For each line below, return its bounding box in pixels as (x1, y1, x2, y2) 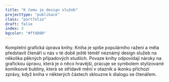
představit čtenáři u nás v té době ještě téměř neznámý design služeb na (5, 50, 157, 56)
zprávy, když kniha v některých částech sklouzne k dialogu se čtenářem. (5, 71, 157, 77)
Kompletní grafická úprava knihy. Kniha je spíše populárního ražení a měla (5, 45, 159, 50)
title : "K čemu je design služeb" (5, 7, 78, 13)
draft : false (5, 21, 33, 27)
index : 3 (5, 26, 24, 31)
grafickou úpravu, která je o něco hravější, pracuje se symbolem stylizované (5, 61, 164, 66)
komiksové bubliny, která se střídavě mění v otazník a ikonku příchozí (5, 66, 150, 72)
